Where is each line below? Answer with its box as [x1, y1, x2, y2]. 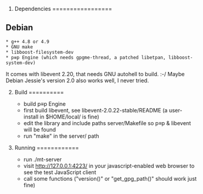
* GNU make [5, 44, 33, 50]
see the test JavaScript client [23, 169, 96, 176]
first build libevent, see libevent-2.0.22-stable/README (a [23, 106, 168, 114]
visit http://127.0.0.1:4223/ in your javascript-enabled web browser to [23, 162, 195, 169]
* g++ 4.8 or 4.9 [5, 39, 50, 45]
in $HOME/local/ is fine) [39, 113, 99, 120]
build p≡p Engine [23, 100, 66, 108]
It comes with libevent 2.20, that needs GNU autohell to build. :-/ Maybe [5, 70, 185, 77]
